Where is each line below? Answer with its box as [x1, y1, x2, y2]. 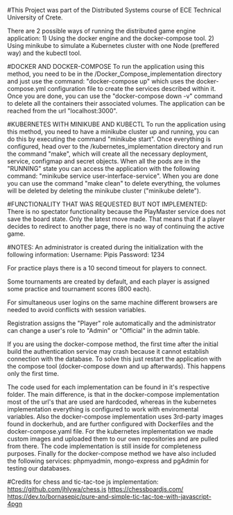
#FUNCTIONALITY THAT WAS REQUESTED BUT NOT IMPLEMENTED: [7, 200, 208, 208]
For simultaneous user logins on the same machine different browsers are [7, 298, 218, 306]
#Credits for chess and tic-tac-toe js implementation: [7, 477, 159, 486]
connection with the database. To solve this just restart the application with [7, 354, 222, 363]
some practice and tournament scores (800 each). [7, 285, 151, 293]
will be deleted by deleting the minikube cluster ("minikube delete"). [7, 187, 201, 195]
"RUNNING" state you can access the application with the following [7, 165, 200, 172]
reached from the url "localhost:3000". [7, 107, 118, 115]
